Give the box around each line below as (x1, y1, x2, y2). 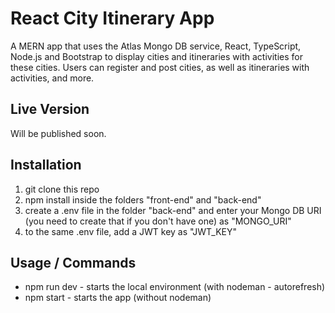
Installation (10, 157, 82, 174)
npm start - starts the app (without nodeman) (24, 292, 212, 304)
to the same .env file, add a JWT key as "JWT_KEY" (24, 225, 238, 237)
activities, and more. (10, 72, 95, 84)
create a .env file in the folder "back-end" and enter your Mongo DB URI (24, 204, 322, 216)
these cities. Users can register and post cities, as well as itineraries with (10, 61, 310, 73)
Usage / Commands (10, 254, 137, 271)
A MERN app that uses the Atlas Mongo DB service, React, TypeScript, (10, 40, 302, 52)
